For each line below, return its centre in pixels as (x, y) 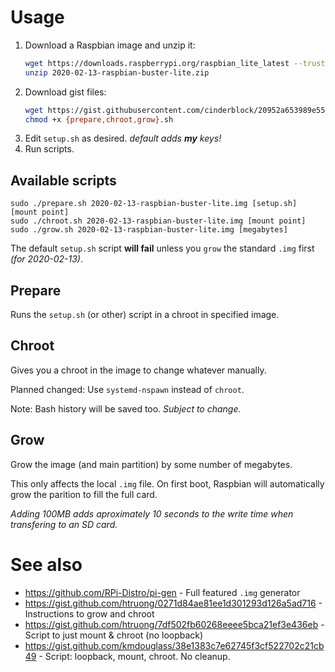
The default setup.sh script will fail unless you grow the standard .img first (162, 248)
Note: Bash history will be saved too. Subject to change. (126, 408)
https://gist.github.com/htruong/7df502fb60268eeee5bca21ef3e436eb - (174, 624)
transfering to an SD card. (64, 524)
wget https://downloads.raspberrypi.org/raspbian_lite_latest (157, 63)
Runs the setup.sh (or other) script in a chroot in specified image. (145, 315)
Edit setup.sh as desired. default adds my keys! (123, 138)
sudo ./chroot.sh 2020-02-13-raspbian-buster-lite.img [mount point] (158, 221)
